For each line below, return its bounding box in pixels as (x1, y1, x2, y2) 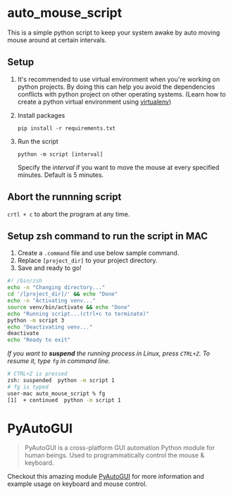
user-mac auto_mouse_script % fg (7, 390, 106, 397)
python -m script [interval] (17, 150, 103, 158)
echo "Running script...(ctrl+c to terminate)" (7, 310, 150, 317)
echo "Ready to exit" (7, 336, 71, 343)
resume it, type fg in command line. (7, 357, 111, 365)
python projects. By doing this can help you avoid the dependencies (17, 82, 215, 91)
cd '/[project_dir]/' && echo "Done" (7, 291, 118, 298)
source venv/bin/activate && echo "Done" (7, 303, 131, 311)
